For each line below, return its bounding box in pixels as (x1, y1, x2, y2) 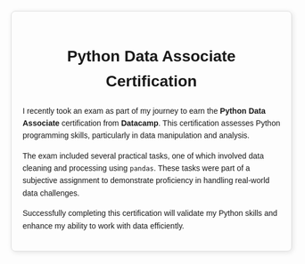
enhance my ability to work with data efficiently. (22, 220, 185, 231)
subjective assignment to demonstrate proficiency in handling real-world (22, 175, 270, 186)
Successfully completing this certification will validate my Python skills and (22, 208, 277, 219)
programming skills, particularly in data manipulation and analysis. (22, 131, 250, 140)
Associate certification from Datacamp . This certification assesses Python (22, 117, 281, 128)
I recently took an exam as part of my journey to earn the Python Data (22, 106, 266, 116)
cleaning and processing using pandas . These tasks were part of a (22, 164, 251, 173)
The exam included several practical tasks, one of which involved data (22, 150, 264, 161)
